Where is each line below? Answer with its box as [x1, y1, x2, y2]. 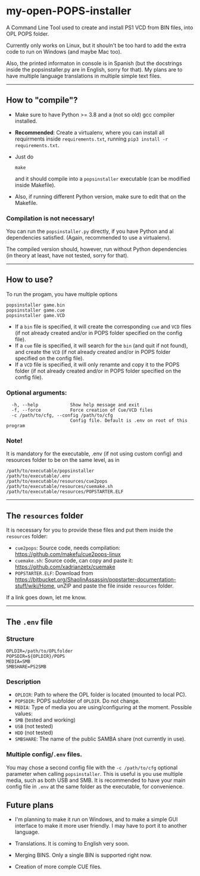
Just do [14, 153, 34, 160]
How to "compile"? [6, 95, 79, 105]
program [6, 423, 26, 429]
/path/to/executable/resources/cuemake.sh [6, 484, 113, 490]
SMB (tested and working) [14, 716, 76, 723]
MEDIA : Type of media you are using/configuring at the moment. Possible [14, 704, 192, 711]
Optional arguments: [6, 389, 67, 397]
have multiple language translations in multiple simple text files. [6, 72, 162, 79]
